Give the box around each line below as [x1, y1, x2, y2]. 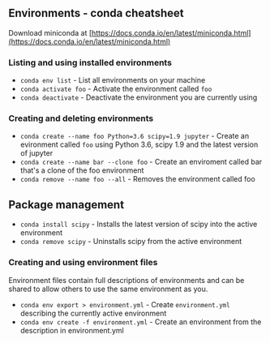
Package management [8, 198, 124, 212]
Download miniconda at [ [8, 28, 92, 37]
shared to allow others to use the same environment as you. [8, 284, 208, 294]
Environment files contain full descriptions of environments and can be [8, 275, 245, 285]
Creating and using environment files [8, 257, 158, 268]
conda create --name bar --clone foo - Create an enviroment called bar [19, 157, 263, 167]
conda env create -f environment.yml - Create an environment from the [19, 316, 262, 327]
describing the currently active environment [19, 308, 167, 318]
